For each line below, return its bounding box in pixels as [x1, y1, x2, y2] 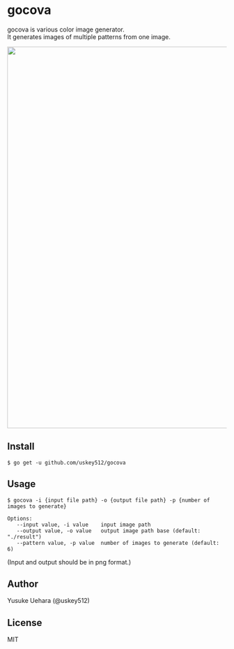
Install [7, 441, 35, 453]
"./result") [7, 533, 42, 540]
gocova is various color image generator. [7, 25, 125, 34]
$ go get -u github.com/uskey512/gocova [7, 459, 127, 466]
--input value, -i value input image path [16, 521, 151, 528]
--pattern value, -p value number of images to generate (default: [16, 539, 219, 546]
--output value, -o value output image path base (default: [16, 527, 201, 534]
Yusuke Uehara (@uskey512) [7, 597, 91, 605]
